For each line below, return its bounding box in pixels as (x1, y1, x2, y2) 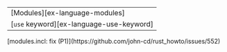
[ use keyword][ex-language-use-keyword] (10, 19, 154, 28)
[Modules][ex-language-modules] (10, 8, 125, 17)
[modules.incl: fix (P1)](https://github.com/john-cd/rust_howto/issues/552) (7, 37, 221, 45)
